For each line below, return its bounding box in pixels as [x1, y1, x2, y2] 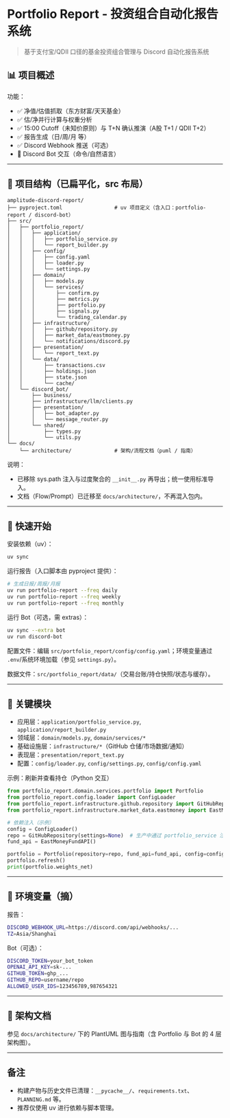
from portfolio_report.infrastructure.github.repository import [7, 801, 194, 807]
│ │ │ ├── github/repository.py [7, 326, 118, 333]
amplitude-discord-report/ [7, 197, 84, 203]
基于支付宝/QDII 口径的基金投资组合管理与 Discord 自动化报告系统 [23, 47, 209, 56]
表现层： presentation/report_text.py [16, 750, 125, 759]
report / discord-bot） [7, 211, 74, 219]
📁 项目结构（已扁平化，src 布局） [7, 178, 149, 190]
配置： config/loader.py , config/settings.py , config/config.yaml [16, 759, 202, 768]
